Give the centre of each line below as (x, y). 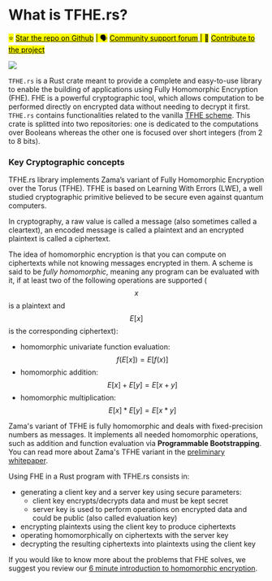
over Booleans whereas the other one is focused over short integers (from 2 (136, 132)
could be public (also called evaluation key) (105, 518)
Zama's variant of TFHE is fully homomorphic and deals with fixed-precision (136, 426)
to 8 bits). (24, 141)
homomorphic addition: (59, 372)
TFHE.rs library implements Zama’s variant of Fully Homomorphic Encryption (136, 180)
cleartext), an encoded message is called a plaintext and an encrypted (126, 230)
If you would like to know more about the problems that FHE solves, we (127, 560)
